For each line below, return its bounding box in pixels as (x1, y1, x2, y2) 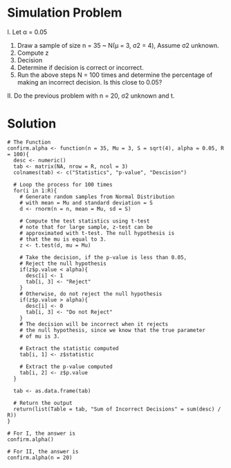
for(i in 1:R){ (13, 187, 57, 194)
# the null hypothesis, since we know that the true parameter (19, 327, 206, 333)
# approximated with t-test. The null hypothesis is (19, 229, 175, 236)
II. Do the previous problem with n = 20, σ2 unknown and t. (7, 92, 175, 100)
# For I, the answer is (7, 430, 76, 437)
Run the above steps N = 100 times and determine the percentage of (17, 71, 213, 79)
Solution (7, 116, 57, 132)
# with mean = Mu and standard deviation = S (19, 199, 154, 206)
